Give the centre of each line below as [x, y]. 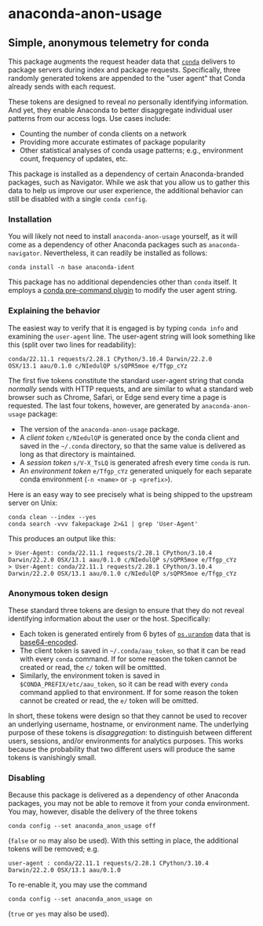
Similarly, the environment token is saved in [89, 675]
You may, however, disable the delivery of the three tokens [103, 812]
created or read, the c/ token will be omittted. [93, 667]
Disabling [27, 778]
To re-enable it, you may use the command [78, 885]
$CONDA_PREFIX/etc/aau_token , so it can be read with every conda [124, 683]
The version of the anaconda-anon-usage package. [99, 429]
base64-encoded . [49, 642]
